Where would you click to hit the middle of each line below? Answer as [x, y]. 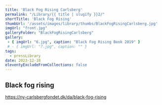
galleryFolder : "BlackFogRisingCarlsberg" [49, 33]
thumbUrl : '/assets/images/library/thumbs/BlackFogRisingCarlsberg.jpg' [81, 24]
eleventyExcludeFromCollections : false [46, 65]
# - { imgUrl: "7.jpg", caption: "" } [47, 47]
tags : [11, 51]
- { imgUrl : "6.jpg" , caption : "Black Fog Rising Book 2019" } [74, 42]
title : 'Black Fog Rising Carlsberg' [44, 10]
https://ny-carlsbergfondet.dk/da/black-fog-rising [56, 97]
